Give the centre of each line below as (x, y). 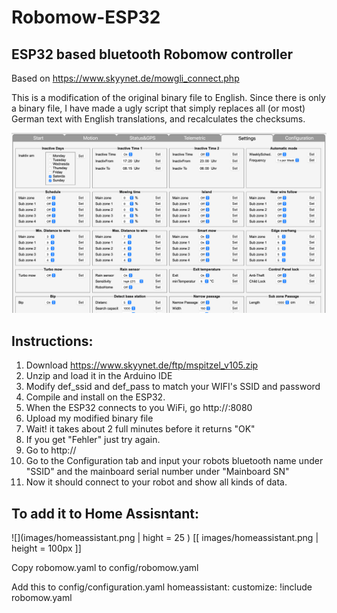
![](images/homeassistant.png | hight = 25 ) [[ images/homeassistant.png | (165, 538)
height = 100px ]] (46, 548)
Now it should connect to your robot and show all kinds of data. (156, 482)
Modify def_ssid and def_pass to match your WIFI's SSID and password (173, 387)
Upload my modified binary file (89, 418)
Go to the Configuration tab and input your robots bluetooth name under (174, 461)
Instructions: (52, 341)
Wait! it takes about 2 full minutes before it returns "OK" (140, 429)
